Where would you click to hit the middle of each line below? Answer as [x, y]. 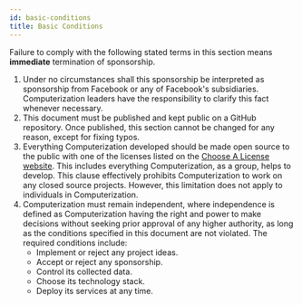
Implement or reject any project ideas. [107, 252]
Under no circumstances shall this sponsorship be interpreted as [143, 79]
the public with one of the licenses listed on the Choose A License [146, 156]
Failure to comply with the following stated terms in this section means [141, 52]
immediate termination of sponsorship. [83, 62]
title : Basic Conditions [56, 26]
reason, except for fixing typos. [81, 137]
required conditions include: [75, 243]
